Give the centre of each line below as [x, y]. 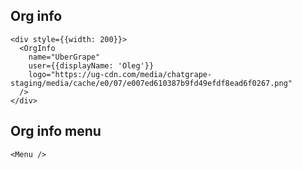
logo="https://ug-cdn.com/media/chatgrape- [120, 74]
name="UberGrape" [64, 57]
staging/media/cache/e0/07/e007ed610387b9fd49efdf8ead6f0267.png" [151, 83]
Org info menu [56, 131]
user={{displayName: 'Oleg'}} [91, 65]
